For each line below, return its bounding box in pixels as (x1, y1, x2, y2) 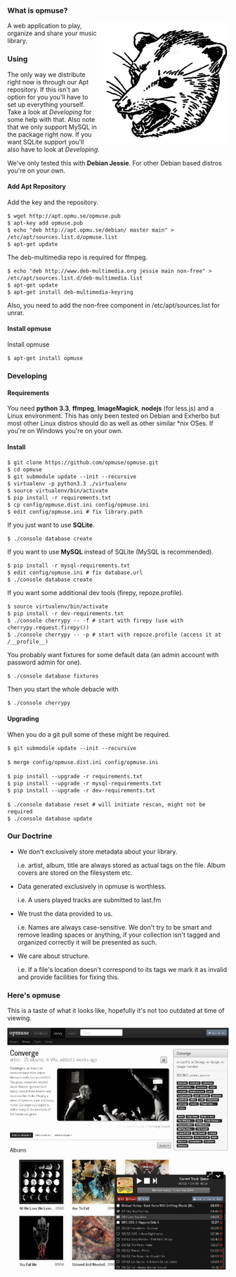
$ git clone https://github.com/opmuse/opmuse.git (7, 459, 159, 466)
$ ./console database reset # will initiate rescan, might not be (7, 801, 206, 808)
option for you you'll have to (7, 92, 88, 101)
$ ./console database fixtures (7, 673, 99, 680)
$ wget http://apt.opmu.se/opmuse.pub (7, 212, 121, 220)
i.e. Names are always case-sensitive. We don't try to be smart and (17, 923, 212, 931)
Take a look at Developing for (7, 108, 92, 116)
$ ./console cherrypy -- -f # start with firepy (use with (7, 617, 184, 625)
